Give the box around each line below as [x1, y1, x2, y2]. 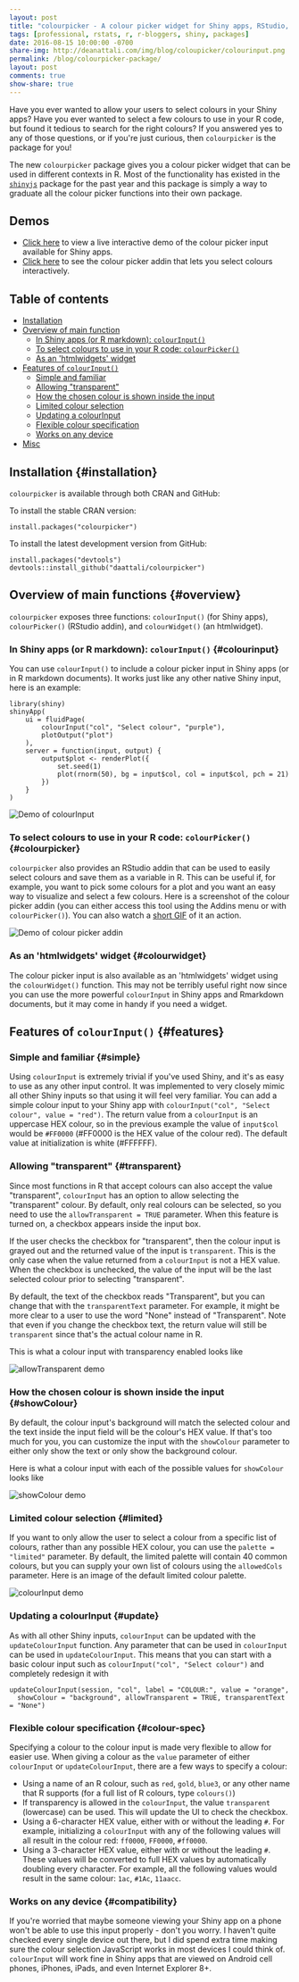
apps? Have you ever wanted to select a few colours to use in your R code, [9, 113, 285, 124]
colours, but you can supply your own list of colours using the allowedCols [9, 1561, 283, 1571]
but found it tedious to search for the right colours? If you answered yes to [9, 122, 283, 134]
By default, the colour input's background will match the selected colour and [9, 1417, 291, 1428]
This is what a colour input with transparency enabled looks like [9, 1345, 244, 1357]
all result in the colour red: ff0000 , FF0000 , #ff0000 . [21, 1835, 208, 1845]
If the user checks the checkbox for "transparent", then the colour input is [9, 1236, 281, 1246]
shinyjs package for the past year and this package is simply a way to [9, 178, 268, 188]
